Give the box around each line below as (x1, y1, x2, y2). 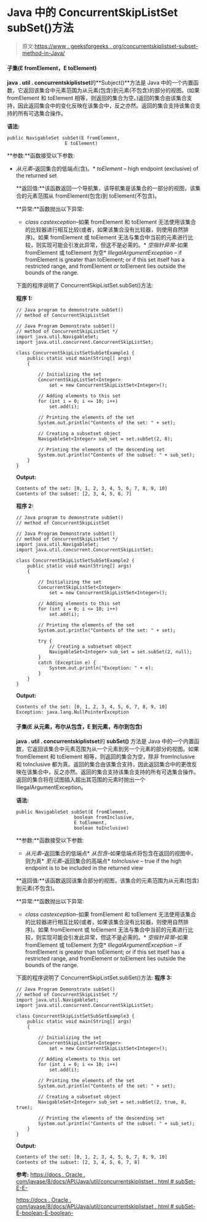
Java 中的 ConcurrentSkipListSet (7, 6, 178, 20)
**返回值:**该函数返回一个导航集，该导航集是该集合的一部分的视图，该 (15, 185, 195, 192)
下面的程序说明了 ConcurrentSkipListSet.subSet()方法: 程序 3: (15, 974, 173, 981)
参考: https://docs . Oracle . (15, 1171, 85, 1178)
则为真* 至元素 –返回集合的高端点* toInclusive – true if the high (25, 857, 182, 865)
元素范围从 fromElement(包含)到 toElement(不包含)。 (26, 192, 160, 200)
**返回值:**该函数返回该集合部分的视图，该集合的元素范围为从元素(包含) (15, 877, 200, 884)
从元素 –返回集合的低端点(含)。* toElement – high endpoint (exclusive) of (15, 165, 199, 173)
